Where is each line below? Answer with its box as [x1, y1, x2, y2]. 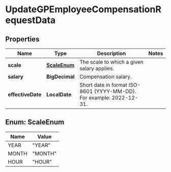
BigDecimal [46, 73, 75, 80]
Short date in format [79, 82, 128, 88]
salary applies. [79, 65, 115, 72]
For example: [79, 94, 111, 101]
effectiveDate [8, 91, 42, 98]
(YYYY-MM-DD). [94, 88, 136, 95]
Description [97, 50, 126, 57]
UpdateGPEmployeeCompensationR [5, 4, 162, 15]
